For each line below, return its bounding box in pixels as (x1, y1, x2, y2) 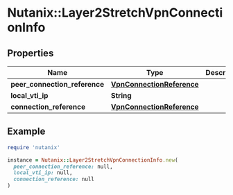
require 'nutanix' (7, 144, 60, 151)
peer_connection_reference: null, (13, 163, 113, 170)
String (110, 91, 132, 100)
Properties (7, 47, 54, 59)
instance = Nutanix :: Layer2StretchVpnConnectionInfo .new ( (7, 156, 178, 164)
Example (7, 126, 46, 137)
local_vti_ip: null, (13, 169, 73, 176)
